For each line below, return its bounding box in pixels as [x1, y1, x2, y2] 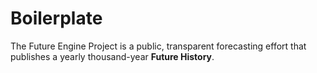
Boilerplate [10, 7, 103, 30]
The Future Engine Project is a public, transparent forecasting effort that [10, 40, 307, 52]
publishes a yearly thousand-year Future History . [10, 50, 215, 62]
